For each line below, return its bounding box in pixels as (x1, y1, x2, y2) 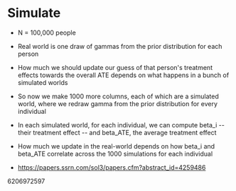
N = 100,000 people (17, 28, 76, 37)
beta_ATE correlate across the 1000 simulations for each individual (17, 149, 213, 158)
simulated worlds (17, 78, 68, 86)
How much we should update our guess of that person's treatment (17, 63, 213, 71)
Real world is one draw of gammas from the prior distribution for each (17, 42, 222, 50)
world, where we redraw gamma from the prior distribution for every (17, 99, 218, 108)
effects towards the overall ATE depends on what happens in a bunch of (17, 71, 230, 79)
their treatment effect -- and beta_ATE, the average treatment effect (17, 128, 217, 137)
